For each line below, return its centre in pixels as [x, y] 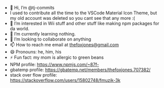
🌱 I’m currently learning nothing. [43, 34]
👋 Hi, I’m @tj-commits [32, 8]
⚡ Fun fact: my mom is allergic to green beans [57, 57]
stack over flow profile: [33, 75]
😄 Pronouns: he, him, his [36, 52]
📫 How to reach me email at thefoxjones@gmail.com [64, 45]
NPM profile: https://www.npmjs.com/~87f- [54, 65]
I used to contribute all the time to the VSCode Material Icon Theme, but [83, 13]
